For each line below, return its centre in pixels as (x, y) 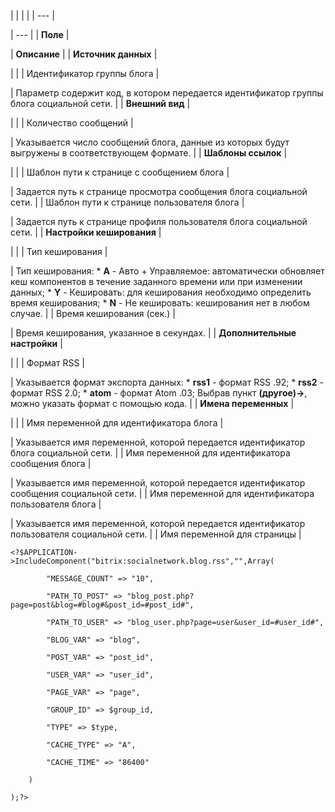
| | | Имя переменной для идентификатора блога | (117, 423)
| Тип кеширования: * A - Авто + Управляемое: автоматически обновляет (167, 271)
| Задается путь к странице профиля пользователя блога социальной (159, 221)
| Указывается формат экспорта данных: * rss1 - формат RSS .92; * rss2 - (167, 382)
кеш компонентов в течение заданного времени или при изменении (156, 281)
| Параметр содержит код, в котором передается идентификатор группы (167, 93)
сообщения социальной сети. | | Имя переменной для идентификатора (162, 493)
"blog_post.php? (160, 596)
